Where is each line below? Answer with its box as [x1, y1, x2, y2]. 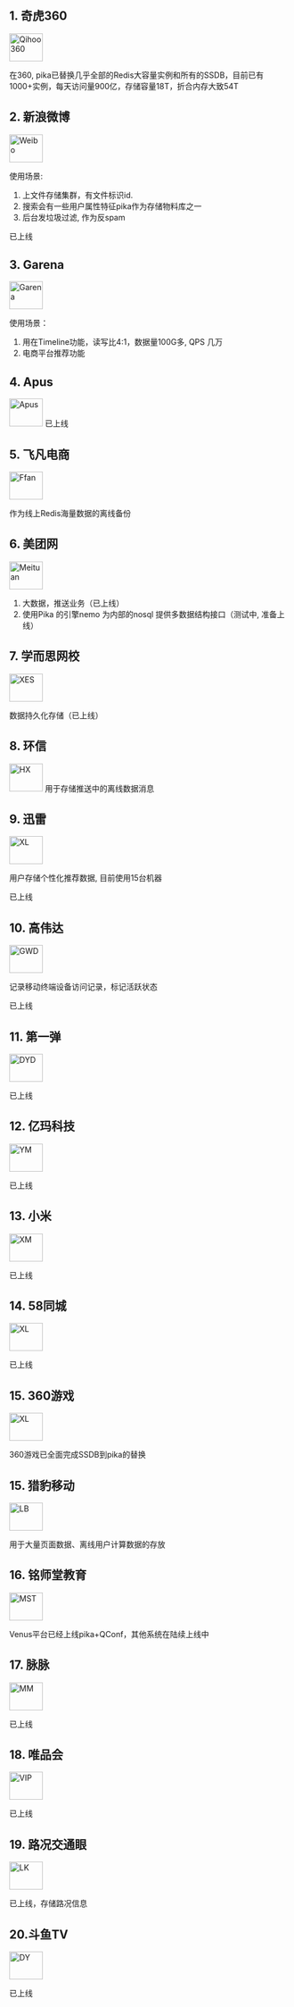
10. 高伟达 [9, 920, 64, 935]
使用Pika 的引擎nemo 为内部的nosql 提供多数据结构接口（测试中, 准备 [21, 608, 278, 619]
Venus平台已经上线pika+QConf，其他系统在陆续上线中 [9, 1628, 209, 1639]
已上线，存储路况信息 [9, 1898, 87, 1909]
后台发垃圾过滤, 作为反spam [21, 212, 126, 222]
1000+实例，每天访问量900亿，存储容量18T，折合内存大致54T [9, 80, 239, 91]
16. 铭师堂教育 [9, 1568, 87, 1583]
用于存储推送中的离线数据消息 [44, 782, 154, 793]
